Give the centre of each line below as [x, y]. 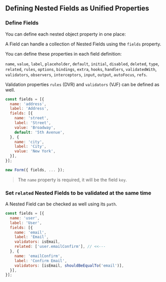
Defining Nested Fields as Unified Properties [77, 8]
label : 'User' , [26, 223]
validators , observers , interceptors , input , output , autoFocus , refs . [76, 74]
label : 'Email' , [32, 237]
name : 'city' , [29, 142]
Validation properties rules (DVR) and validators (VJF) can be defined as [82, 84]
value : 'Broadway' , [35, 127]
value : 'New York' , [35, 151]
